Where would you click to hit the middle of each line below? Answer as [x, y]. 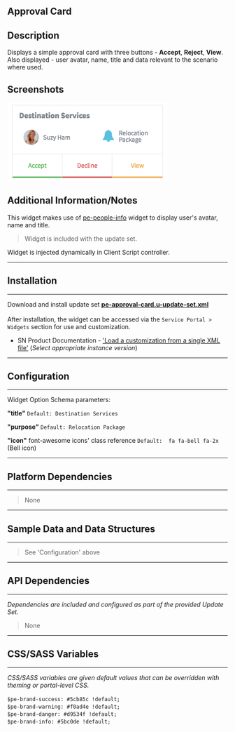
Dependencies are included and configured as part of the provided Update [115, 604]
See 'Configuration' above [62, 552]
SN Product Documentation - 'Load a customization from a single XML [119, 340]
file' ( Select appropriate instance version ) [77, 347]
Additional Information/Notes [72, 200]
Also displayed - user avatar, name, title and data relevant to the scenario [113, 60]
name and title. [29, 225]
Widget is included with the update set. [81, 239]
